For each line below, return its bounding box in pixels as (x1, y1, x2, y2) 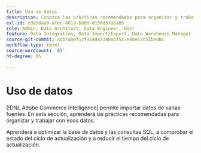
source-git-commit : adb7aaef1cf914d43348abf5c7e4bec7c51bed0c (6, 36, 165, 42)
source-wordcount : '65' (6, 48, 66, 54)
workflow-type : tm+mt (6, 42, 60, 48)
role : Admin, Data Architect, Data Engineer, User (6, 25, 135, 32)
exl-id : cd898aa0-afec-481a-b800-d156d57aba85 (6, 20, 124, 26)
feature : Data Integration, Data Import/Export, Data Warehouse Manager (6, 31, 191, 37)
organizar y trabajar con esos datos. (6, 117, 96, 124)
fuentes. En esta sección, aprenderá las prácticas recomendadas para (6, 110, 179, 117)
